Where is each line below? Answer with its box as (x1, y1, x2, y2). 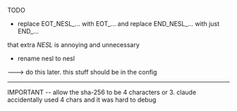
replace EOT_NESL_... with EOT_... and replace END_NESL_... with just (17, 20, 220, 27)
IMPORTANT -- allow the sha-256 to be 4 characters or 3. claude (7, 88, 197, 96)
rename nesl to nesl (17, 54, 75, 63)
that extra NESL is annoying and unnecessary (7, 41, 140, 48)
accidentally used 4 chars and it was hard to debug (7, 96, 157, 104)
